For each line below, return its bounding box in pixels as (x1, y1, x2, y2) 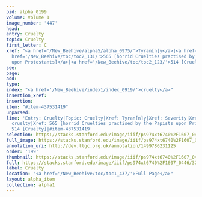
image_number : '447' (6, 20, 58, 26)
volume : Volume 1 (6, 14, 50, 20)
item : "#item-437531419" (6, 103, 69, 110)
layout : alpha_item (6, 177, 55, 183)
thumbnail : (6, 154, 34, 160)
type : (6, 82, 20, 88)
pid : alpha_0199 (6, 8, 47, 15)
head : (6, 25, 20, 32)
